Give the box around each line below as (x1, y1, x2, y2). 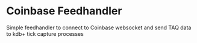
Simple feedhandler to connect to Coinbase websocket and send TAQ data (6, 24, 192, 31)
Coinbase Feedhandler (6, 4, 122, 18)
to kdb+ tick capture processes (6, 30, 84, 37)
